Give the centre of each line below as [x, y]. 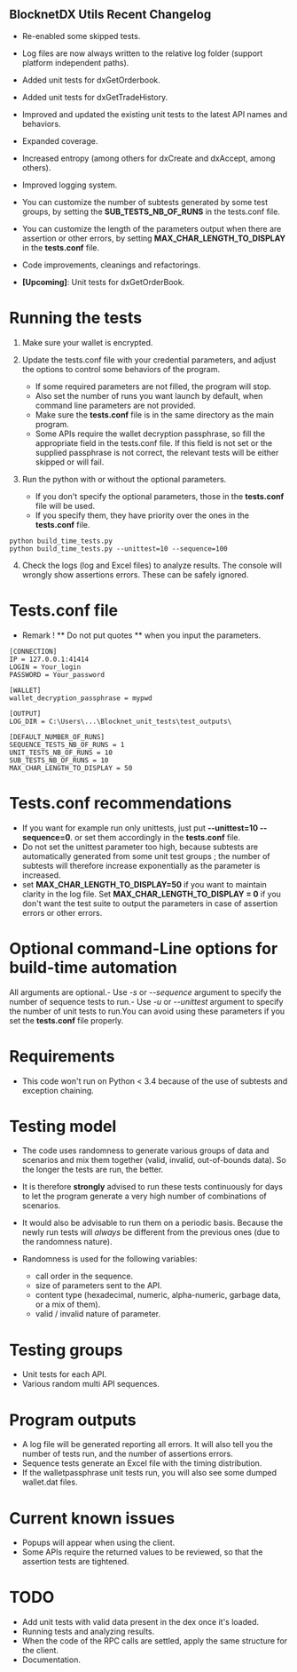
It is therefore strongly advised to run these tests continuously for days [152, 1187]
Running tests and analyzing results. [88, 1632]
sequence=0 [46, 837]
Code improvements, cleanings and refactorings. [111, 265]
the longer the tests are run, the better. [93, 1170]
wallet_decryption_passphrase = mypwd [81, 698]
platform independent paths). [75, 62]
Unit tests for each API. [64, 1374]
